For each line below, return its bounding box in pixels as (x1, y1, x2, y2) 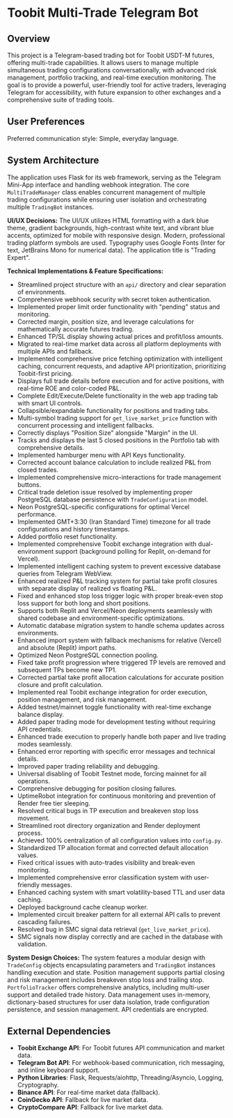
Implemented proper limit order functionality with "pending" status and (17, 302, 220, 311)
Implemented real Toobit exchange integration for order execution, (17, 688, 208, 696)
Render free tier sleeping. (17, 799, 90, 807)
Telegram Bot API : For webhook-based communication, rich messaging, (17, 1059, 225, 1067)
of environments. (17, 287, 67, 296)
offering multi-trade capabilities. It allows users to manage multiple (7, 59, 199, 67)
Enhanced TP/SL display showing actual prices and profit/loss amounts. (17, 332, 224, 340)
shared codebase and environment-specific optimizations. (17, 614, 185, 622)
